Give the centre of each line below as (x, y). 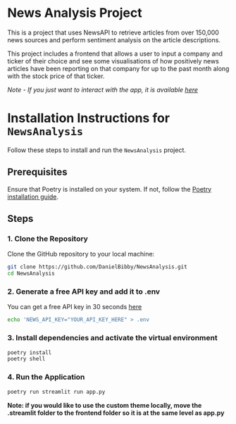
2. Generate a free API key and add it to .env (84, 292)
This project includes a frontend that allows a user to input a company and (115, 54)
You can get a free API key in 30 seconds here (75, 307)
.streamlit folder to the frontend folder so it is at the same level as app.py (116, 413)
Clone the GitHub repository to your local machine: (81, 254)
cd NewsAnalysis (31, 274)
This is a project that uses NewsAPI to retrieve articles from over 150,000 (113, 32)
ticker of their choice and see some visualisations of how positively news (113, 61)
